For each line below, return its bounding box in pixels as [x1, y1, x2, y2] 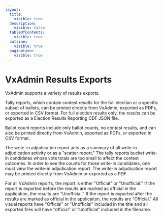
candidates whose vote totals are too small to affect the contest [9, 155, 139, 161]
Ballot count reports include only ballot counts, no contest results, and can [5, 125, 156, 131]
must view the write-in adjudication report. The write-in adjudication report [5, 165, 157, 172]
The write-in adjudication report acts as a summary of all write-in [5, 145, 137, 151]
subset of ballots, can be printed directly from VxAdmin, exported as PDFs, [5, 105, 158, 111]
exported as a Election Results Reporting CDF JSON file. [5, 115, 119, 121]
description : [9, 21, 36, 26]
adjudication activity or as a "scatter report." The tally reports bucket [5, 150, 144, 156]
